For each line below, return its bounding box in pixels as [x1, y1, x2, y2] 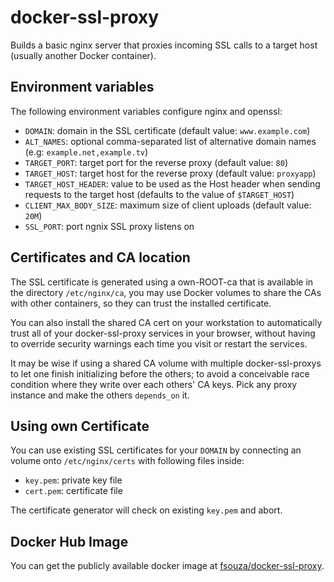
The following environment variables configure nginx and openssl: [10, 105, 283, 117]
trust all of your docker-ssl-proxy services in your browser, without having [10, 327, 316, 339]
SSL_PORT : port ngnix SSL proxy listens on [24, 220, 195, 232]
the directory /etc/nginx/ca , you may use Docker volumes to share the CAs [10, 286, 322, 298]
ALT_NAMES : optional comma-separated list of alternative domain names [24, 135, 317, 147]
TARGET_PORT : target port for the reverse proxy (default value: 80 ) [24, 156, 289, 168]
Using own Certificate [10, 417, 150, 435]
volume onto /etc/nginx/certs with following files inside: [10, 455, 245, 467]
